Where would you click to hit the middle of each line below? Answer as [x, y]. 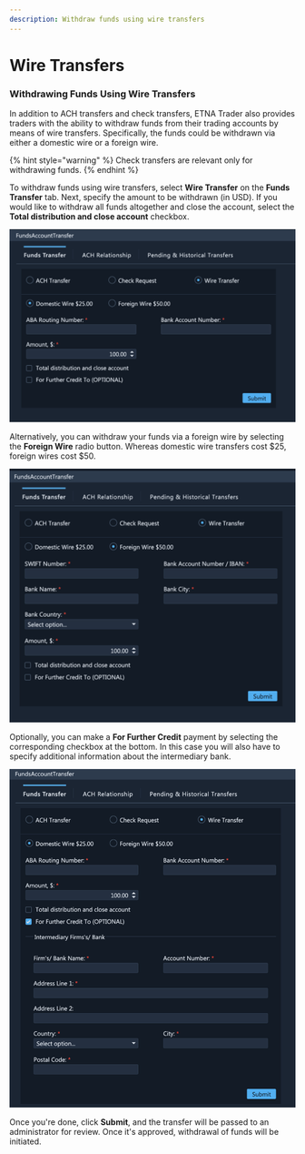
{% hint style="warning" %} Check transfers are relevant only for [131, 160]
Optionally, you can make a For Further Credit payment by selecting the [144, 737]
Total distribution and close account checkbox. [99, 217]
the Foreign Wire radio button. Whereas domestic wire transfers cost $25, [148, 447]
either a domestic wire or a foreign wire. [84, 143]
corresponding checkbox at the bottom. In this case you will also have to [145, 747]
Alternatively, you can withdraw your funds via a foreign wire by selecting [147, 437]
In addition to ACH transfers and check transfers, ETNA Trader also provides [152, 114]
